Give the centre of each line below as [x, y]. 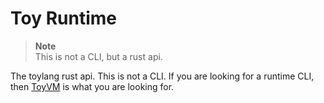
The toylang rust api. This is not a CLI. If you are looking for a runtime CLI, [162, 76]
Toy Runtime [63, 18]
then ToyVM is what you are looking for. [92, 86]
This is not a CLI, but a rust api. [98, 56]
